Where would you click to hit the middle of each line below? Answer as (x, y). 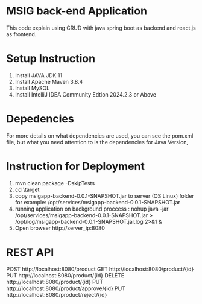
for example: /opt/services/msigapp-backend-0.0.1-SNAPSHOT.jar (98, 202)
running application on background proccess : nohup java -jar (92, 209)
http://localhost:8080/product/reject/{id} (57, 294)
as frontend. (21, 34)
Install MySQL (32, 88)
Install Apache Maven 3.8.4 (49, 81)
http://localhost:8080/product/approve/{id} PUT (66, 288)
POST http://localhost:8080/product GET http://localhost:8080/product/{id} (100, 269)
